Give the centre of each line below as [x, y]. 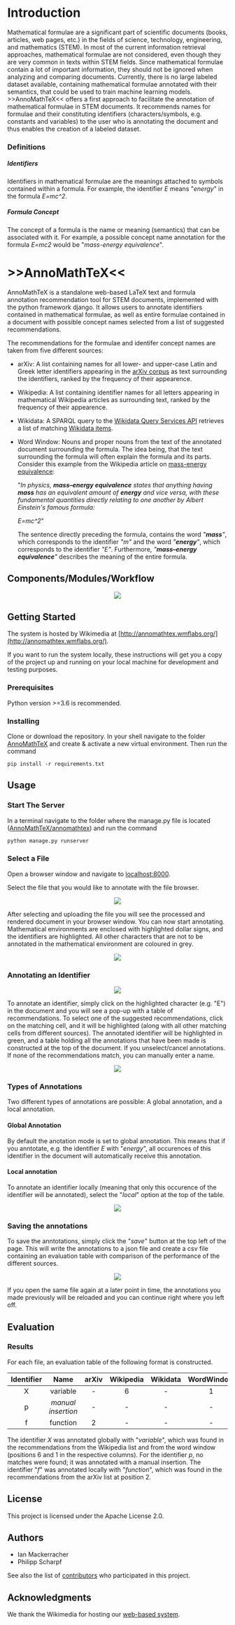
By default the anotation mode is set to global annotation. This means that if [116, 1140]
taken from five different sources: [55, 350]
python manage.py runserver [48, 840]
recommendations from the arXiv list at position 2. [79, 1477]
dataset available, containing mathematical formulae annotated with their [112, 84]
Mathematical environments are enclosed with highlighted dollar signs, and [115, 929]
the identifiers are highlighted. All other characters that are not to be [105, 936]
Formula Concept [33, 212]
